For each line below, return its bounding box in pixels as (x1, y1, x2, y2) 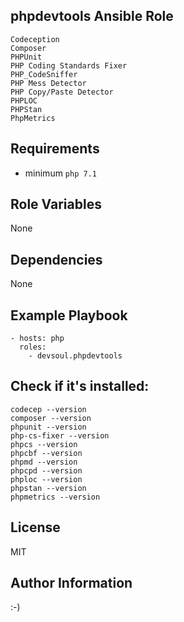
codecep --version (10, 404, 87, 414)
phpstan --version (10, 483, 87, 493)
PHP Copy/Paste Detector (10, 87, 114, 97)
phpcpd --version (10, 465, 83, 476)
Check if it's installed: (10, 378, 150, 395)
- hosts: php (10, 334, 65, 344)
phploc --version (10, 474, 83, 484)
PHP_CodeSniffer (10, 69, 78, 79)
